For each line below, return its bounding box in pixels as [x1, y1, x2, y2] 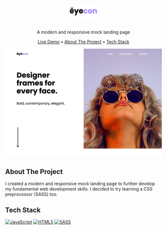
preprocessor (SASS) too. [5, 191, 58, 198]
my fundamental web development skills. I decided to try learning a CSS [5, 186, 153, 192]
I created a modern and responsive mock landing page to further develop [5, 181, 156, 187]
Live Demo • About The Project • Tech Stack [37, 38, 130, 44]
